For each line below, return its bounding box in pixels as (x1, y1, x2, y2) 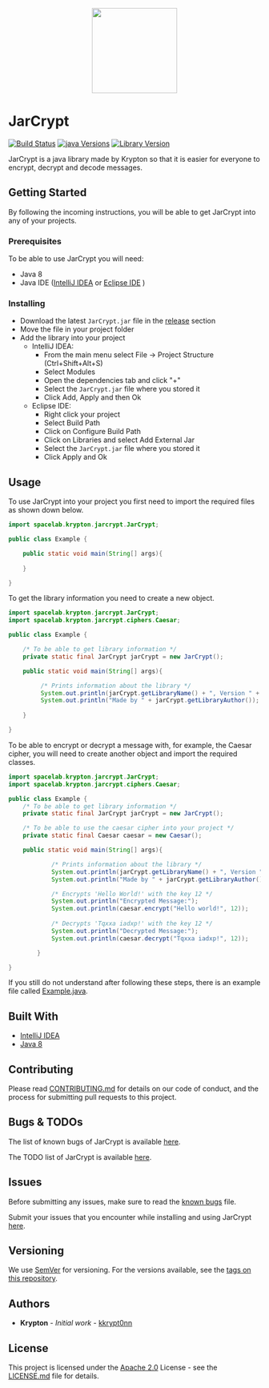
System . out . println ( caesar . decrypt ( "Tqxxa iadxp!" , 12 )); (50, 934, 249, 943)
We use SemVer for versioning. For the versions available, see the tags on (8, 1265, 251, 1275)
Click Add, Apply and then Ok (43, 392, 142, 402)
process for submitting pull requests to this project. (8, 1092, 177, 1102)
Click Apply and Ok (43, 453, 108, 462)
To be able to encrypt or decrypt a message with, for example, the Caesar (8, 740, 252, 750)
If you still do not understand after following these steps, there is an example (8, 978, 261, 988)
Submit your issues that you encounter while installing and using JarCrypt (8, 1212, 252, 1221)
